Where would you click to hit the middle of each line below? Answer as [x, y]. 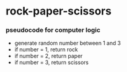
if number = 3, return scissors [51, 62]
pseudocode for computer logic [53, 30]
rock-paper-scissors [59, 11]
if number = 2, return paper [48, 56]
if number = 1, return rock [46, 50]
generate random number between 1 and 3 [68, 43]
